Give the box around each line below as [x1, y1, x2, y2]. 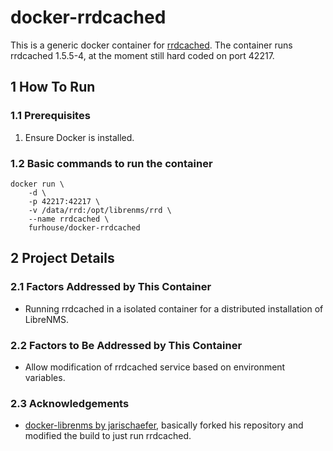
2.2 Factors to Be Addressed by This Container [10, 338, 243, 352]
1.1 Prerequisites [10, 109, 91, 123]
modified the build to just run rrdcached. [24, 430, 192, 442]
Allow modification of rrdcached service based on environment [24, 361, 286, 373]
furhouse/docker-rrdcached [28, 222, 141, 233]
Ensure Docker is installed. [24, 131, 135, 143]
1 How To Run [10, 79, 96, 96]
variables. [24, 371, 66, 383]
